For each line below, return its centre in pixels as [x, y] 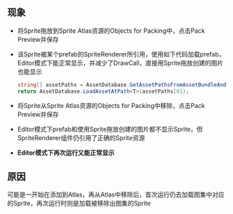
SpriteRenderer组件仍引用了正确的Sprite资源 [81, 137]
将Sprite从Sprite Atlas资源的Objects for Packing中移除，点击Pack [111, 105]
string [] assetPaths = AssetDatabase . [73, 85]
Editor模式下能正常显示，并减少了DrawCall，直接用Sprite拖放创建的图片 [120, 63]
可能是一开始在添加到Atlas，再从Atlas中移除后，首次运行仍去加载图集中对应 [116, 194]
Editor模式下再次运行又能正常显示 [66, 153]
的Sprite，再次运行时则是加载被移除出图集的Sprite [79, 204]
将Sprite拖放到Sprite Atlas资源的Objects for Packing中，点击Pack [111, 31]
